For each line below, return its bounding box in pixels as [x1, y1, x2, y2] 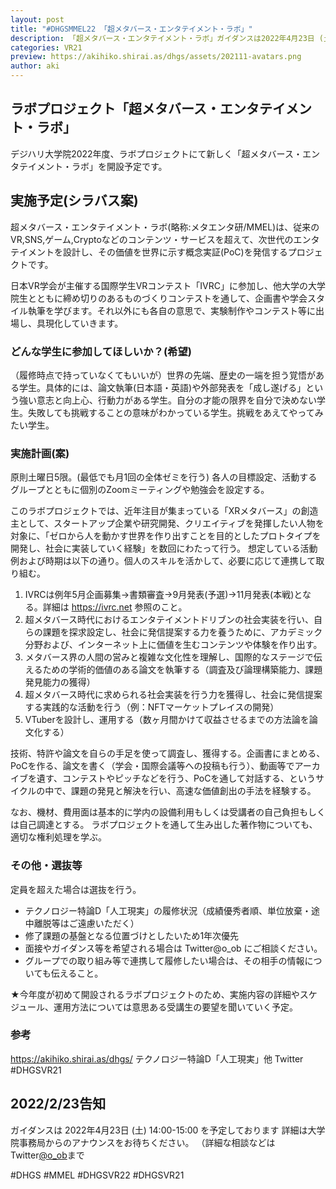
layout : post [10, 14, 65, 25]
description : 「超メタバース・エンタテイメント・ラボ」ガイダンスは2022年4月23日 [10, 33, 315, 43]
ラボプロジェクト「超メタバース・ [10, 101, 220, 118]
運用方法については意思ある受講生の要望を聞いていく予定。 [53, 1001, 298, 1013]
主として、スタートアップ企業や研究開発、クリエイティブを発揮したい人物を [10, 517, 325, 530]
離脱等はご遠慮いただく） [33, 917, 140, 929]
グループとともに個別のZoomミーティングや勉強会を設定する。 [10, 484, 270, 496]
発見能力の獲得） [24, 676, 96, 688]
